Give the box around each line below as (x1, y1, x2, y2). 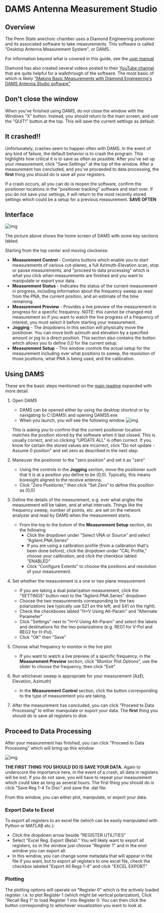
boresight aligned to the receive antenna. (19, 477, 102, 483)
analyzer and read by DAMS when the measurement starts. (12, 512, 131, 519)
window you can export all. (12, 848, 67, 854)
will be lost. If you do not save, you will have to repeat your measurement (5, 775, 152, 781)
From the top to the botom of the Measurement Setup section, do (19, 522, 152, 528)
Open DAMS (12, 397, 38, 404)
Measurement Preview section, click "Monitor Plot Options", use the (19, 658, 158, 664)
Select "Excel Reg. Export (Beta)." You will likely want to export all (12, 837, 144, 844)
